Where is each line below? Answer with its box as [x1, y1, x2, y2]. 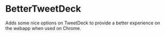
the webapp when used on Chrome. [5, 25, 81, 31]
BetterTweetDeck [5, 3, 81, 15]
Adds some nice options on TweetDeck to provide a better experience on [5, 20, 160, 26]
